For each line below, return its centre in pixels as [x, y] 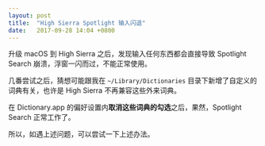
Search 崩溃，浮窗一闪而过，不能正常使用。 [80, 63]
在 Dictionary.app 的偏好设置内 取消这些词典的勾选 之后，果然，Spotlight [125, 107]
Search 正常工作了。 [42, 117]
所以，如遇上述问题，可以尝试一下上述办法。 [81, 134]
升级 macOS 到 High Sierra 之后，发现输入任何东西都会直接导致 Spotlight [128, 54]
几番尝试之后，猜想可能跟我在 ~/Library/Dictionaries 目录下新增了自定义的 [133, 81]
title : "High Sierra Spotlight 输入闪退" [77, 23]
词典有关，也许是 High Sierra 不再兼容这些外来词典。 [94, 90]
